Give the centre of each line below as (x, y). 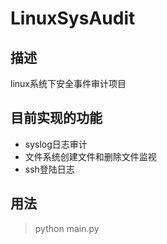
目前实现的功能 (56, 118)
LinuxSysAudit (73, 18)
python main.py (67, 228)
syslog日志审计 (56, 144)
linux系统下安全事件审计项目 (68, 83)
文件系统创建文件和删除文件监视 (90, 156)
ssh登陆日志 (49, 169)
